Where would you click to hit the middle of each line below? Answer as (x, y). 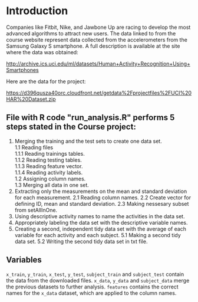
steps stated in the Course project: (71, 127)
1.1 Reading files (34, 147)
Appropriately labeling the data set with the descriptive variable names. (101, 222)
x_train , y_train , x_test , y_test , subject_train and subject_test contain (95, 274)
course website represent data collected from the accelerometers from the (97, 40)
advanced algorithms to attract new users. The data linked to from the (91, 33)
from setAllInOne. (36, 210)
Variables (24, 260)
